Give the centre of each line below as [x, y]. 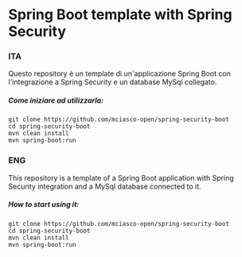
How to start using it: [44, 204]
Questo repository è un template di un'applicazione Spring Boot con [119, 74]
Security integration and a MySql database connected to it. [105, 186]
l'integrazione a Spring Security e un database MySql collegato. [113, 82]
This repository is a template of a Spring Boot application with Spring [121, 177]
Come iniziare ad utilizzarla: [56, 100]
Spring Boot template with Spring [120, 15]
